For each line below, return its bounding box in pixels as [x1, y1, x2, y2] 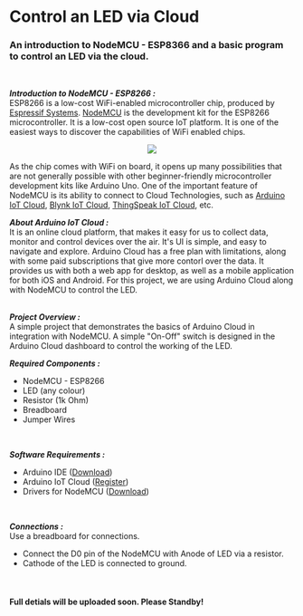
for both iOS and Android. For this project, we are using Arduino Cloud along [9, 274, 294, 286]
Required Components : [9, 358, 101, 369]
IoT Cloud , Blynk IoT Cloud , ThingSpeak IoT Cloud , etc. [9, 199, 214, 210]
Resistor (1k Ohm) [22, 395, 89, 406]
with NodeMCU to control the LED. [9, 284, 138, 295]
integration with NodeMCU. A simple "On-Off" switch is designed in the [9, 331, 276, 342]
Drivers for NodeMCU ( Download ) [22, 486, 149, 497]
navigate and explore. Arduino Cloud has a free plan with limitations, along [9, 246, 287, 257]
